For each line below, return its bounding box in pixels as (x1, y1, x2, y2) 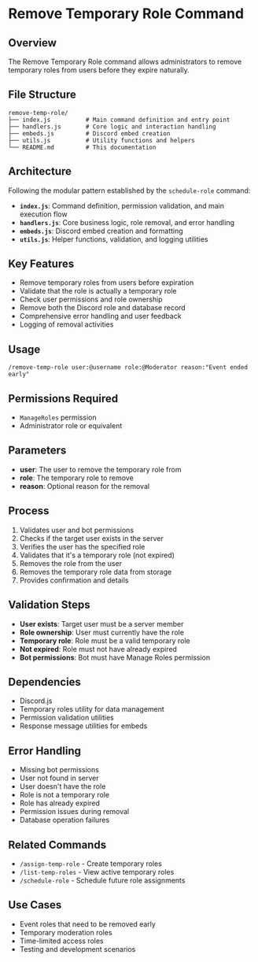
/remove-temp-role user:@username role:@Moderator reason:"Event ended (8, 364, 248, 372)
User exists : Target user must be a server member (19, 619, 184, 628)
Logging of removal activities (19, 320, 114, 329)
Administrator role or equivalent (19, 421, 123, 431)
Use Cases (8, 898, 62, 912)
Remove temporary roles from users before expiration (19, 278, 194, 287)
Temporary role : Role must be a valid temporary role (19, 635, 190, 646)
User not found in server (19, 773, 100, 783)
